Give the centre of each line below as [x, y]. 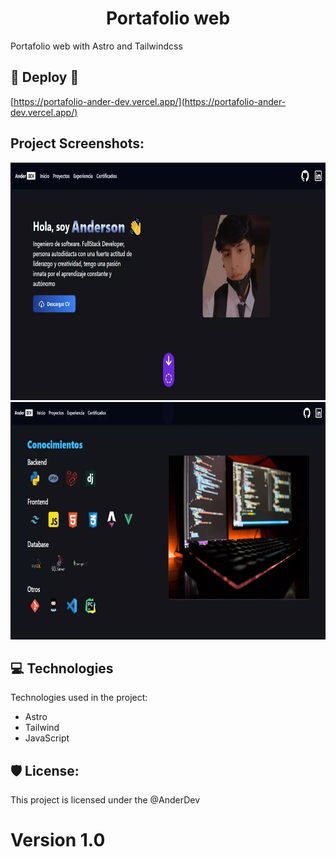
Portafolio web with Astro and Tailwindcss [96, 46]
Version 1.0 [58, 840]
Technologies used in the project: [79, 698]
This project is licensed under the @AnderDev [105, 800]
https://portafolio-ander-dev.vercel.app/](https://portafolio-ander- [150, 101]
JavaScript [47, 738]
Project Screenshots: [77, 143]
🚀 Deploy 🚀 [45, 77]
